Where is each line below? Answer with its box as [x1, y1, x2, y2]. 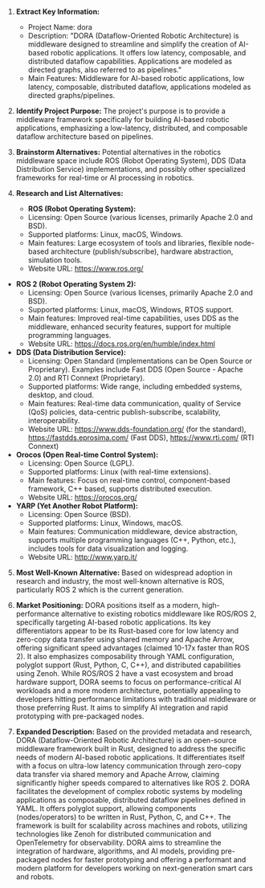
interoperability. [27, 416, 80, 425]
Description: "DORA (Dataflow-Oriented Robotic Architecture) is [27, 31, 239, 40]
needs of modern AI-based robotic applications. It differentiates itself [15, 752, 245, 762]
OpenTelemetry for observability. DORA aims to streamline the [15, 838, 222, 847]
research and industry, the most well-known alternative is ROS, [15, 576, 225, 585]
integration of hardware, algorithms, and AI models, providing [15, 846, 219, 856]
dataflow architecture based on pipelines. [15, 132, 154, 141]
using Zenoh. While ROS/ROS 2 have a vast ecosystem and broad [15, 669, 234, 678]
